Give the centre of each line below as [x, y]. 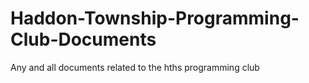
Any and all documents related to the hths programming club [135, 67]
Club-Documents [83, 39]
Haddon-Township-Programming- [155, 18]
